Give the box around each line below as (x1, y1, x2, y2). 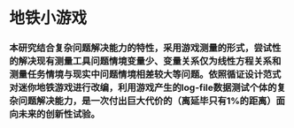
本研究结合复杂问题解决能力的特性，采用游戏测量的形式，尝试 (9, 41, 273, 54)
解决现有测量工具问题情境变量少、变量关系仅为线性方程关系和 (18, 55, 282, 67)
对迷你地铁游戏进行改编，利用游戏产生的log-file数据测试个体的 (9, 81, 277, 94)
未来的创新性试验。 (18, 108, 100, 120)
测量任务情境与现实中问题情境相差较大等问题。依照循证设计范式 (9, 68, 282, 80)
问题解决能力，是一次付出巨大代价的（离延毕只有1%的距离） (18, 94, 276, 107)
